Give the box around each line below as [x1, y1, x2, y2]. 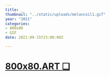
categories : [5, 21, 30, 26]
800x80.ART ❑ [5, 61, 70, 72]
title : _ [5, 7, 23, 12]
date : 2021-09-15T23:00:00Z [5, 35, 64, 40]
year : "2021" [5, 16, 32, 21]
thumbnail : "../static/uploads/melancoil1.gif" [5, 12, 106, 17]
